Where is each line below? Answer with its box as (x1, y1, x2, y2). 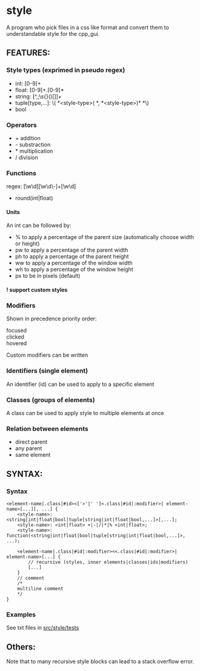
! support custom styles (6, 286, 68, 294)
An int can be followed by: (6, 222, 72, 229)
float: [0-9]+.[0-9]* (15, 86, 64, 93)
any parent (15, 445, 42, 452)
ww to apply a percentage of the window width (15, 259, 133, 267)
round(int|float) (15, 195, 53, 202)
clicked (6, 333, 24, 340)
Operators (6, 121, 38, 129)
